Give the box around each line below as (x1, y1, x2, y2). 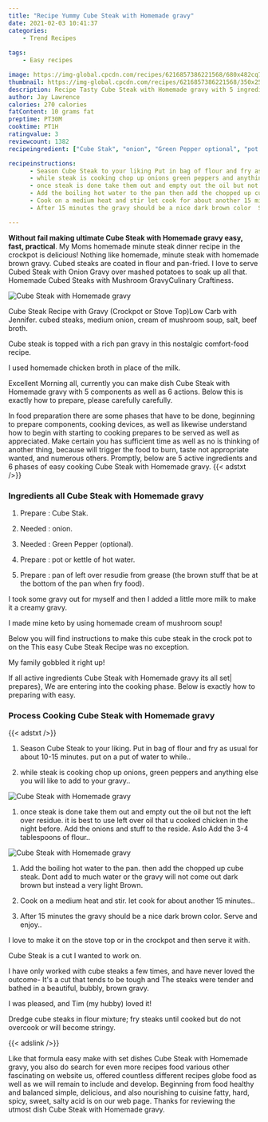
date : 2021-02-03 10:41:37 (8, 19, 98, 27)
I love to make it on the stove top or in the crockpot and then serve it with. (8, 936, 250, 945)
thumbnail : (8, 78, 45, 86)
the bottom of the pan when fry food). (19, 579, 145, 588)
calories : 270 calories (8, 101, 88, 109)
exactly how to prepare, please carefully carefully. (8, 395, 173, 404)
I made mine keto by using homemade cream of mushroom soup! (8, 618, 223, 627)
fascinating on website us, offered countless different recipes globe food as (8, 1071, 258, 1080)
